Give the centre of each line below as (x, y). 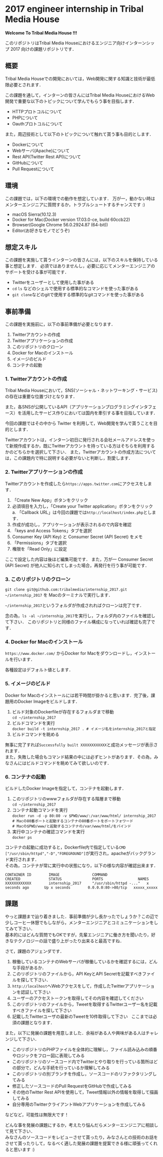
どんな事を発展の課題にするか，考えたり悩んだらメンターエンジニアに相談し (82, 1125)
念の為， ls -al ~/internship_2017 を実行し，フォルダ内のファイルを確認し (80, 616)
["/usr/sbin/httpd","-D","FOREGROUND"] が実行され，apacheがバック (74, 853)
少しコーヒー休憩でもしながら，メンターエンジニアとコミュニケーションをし (82, 922)
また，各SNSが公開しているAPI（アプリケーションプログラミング (70, 407)
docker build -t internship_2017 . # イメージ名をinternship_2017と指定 (84, 729)
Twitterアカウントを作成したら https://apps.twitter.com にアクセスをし (76, 484)
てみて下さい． (20, 929)
